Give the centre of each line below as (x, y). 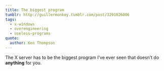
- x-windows (22, 24)
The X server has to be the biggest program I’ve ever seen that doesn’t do (82, 57)
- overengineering (29, 29)
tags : (11, 19)
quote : (12, 39)
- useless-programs (30, 33)
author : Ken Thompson (33, 43)
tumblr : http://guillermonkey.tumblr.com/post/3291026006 (67, 15)
